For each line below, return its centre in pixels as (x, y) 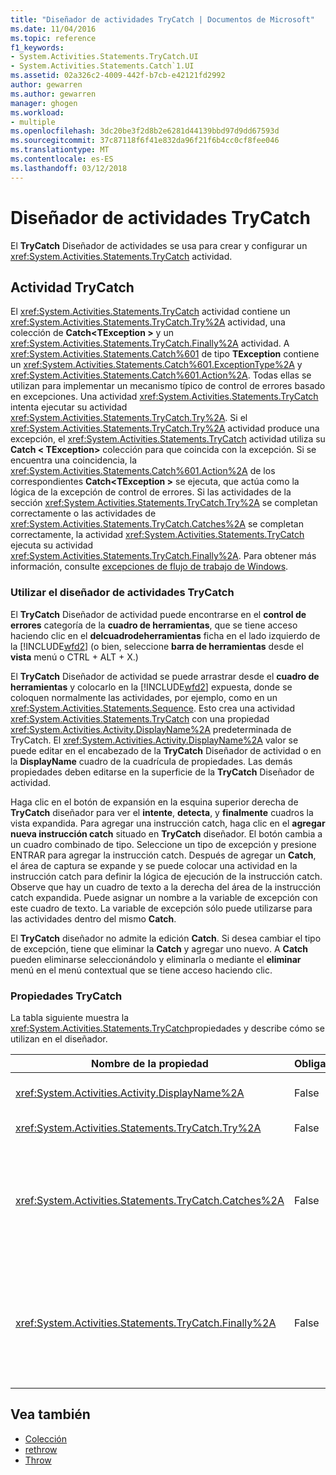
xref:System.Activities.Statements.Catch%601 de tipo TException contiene (165, 354)
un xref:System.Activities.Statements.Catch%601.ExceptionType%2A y (156, 365)
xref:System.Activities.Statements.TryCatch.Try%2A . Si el (129, 418)
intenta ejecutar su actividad (69, 407)
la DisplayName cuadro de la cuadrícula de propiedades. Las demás (151, 761)
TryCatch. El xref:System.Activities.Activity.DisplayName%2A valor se (154, 740)
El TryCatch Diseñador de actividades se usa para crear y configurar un (159, 245)
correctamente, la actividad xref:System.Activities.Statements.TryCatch (157, 535)
